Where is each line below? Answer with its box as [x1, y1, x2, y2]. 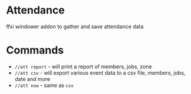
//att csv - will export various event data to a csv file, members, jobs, [14, 69, 186, 76]
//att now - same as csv [14, 82, 74, 89]
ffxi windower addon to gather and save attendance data [6, 23, 144, 30]
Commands [6, 43, 64, 57]
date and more [14, 75, 51, 82]
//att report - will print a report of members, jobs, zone [14, 63, 152, 70]
